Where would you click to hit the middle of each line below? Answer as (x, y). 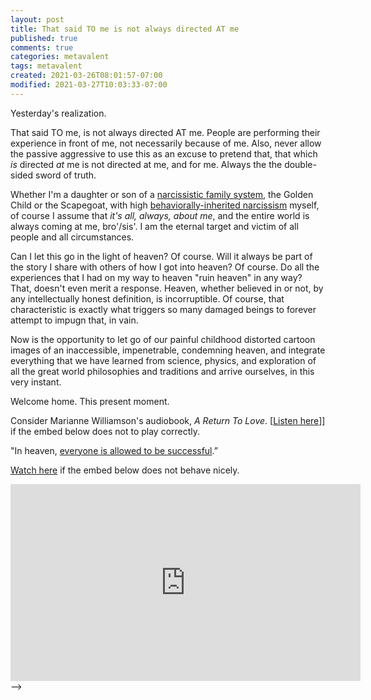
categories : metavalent (60, 57)
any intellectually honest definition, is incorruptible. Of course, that (147, 298)
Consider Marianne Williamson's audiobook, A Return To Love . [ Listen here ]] (168, 420)
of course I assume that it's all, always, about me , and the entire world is (160, 215)
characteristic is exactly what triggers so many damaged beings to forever (163, 309)
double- (300, 164)
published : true (44, 38)
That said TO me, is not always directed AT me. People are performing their (165, 132)
